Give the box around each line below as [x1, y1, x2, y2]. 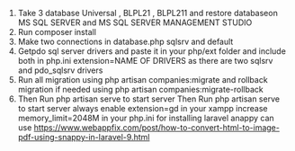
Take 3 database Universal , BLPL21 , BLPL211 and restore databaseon [17, 8, 279, 18]
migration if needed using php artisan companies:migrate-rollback [17, 84, 264, 94]
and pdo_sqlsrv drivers [17, 65, 103, 75]
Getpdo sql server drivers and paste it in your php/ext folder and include [17, 46, 286, 57]
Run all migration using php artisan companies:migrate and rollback [17, 75, 268, 84]
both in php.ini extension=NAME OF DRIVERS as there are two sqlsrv [17, 56, 273, 66]
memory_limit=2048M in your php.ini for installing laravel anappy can [17, 112, 274, 123]
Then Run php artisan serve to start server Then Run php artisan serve [17, 93, 281, 104]
